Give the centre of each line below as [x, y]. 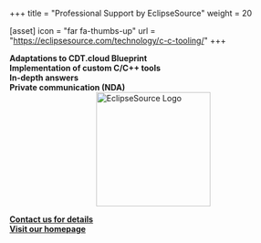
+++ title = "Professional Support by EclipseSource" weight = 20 [131, 13]
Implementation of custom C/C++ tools [85, 68]
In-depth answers [44, 78]
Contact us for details [52, 219]
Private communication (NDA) [68, 87]
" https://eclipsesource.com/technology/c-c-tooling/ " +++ [118, 41]
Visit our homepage [48, 229]
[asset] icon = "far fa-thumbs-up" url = [83, 31]
